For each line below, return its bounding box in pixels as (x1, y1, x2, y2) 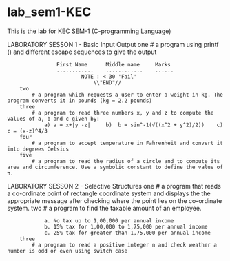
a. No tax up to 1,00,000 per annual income (43, 217, 174, 224)
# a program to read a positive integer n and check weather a (32, 241, 217, 249)
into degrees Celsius (7, 146, 70, 153)
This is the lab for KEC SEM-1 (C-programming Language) (7, 27, 171, 35)
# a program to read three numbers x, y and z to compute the (32, 109, 214, 116)
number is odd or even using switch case (7, 247, 128, 254)
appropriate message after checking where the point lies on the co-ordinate (7, 196, 222, 204)
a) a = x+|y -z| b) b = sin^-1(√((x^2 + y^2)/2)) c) (43, 122, 224, 128)
